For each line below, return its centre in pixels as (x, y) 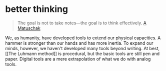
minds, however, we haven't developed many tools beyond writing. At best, (82, 48)
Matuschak (29, 28)
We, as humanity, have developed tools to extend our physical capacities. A (83, 38)
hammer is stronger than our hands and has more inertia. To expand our (79, 43)
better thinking (37, 9)
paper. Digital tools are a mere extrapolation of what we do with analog (78, 59)
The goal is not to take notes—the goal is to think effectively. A (82, 23)
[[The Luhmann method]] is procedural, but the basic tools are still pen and (82, 54)
